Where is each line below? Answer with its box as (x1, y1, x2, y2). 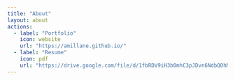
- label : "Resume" (13, 49, 68, 56)
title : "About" (7, 10, 52, 17)
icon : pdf (20, 56, 49, 63)
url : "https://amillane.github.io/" (20, 42, 127, 49)
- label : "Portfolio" (13, 29, 77, 37)
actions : (7, 23, 33, 30)
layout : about (7, 17, 49, 24)
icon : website (20, 36, 61, 43)
